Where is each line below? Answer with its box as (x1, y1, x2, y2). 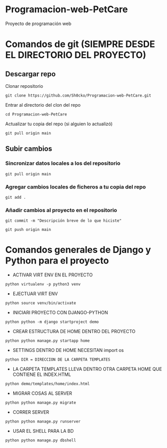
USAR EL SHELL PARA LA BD (12, 428, 74, 434)
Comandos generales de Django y (5, 244, 151, 256)
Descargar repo (5, 69, 56, 78)
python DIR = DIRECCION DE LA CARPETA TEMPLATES (5, 357, 110, 362)
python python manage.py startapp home (5, 338, 90, 343)
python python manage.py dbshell (5, 438, 76, 443)
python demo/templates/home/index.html (5, 382, 90, 387)
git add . (5, 195, 26, 200)
